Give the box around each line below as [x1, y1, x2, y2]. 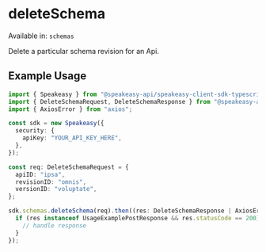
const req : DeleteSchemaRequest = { [8, 163, 129, 171]
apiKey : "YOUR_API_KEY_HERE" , [22, 134, 123, 143]
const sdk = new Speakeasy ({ [8, 120, 104, 128]
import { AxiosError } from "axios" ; [8, 105, 133, 113]
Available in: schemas [8, 31, 74, 40]
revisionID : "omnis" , [15, 178, 87, 186]
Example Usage [8, 69, 87, 83]
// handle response [22, 221, 87, 230]
